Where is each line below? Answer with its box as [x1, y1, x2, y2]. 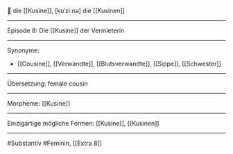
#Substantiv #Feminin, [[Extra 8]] [7, 139, 103, 147]
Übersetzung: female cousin [7, 79, 88, 88]
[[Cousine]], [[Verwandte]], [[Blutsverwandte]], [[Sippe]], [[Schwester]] [17, 59, 222, 68]
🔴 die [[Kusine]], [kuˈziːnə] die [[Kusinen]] [7, 7, 125, 15]
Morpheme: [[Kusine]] [7, 99, 71, 107]
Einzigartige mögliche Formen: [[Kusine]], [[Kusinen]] [7, 119, 159, 127]
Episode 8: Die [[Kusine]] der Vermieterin [7, 26, 125, 35]
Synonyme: [7, 46, 40, 55]
